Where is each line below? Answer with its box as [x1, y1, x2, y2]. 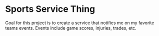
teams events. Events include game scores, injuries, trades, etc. [5, 25, 136, 31]
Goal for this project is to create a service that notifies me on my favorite [5, 20, 154, 26]
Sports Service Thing [5, 3, 95, 15]
